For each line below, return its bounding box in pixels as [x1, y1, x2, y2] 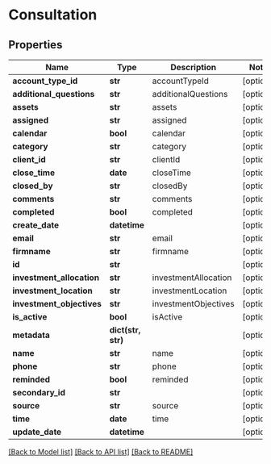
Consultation [8, 6, 98, 24]
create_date [12, 219, 59, 231]
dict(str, [109, 324, 141, 336]
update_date [12, 426, 62, 437]
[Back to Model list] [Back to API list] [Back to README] [8, 447, 194, 457]
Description [170, 62, 216, 73]
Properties [8, 38, 63, 52]
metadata [12, 329, 50, 341]
